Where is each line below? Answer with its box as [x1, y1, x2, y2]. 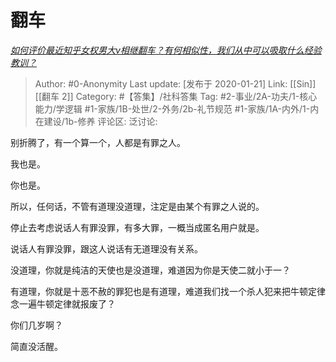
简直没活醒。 [10, 340, 63, 352]
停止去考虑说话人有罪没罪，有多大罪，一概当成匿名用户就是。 [10, 221, 265, 233]
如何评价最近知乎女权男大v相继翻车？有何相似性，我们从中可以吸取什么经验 [10, 44, 322, 56]
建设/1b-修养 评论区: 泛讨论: [43, 115, 158, 127]
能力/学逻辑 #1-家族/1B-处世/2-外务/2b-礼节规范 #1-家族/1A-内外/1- [34, 102, 311, 115]
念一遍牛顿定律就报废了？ [10, 297, 116, 310]
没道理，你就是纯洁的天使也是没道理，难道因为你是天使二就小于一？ [10, 264, 291, 276]
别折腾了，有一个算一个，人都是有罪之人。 [10, 136, 186, 148]
